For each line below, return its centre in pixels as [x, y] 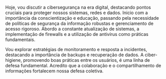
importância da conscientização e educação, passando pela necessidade [82, 18]
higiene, [14, 60]
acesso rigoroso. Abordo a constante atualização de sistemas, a [72, 29]
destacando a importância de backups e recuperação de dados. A [74, 55]
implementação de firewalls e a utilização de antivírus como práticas [77, 34]
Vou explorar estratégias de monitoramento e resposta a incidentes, [76, 49]
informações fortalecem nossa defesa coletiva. [55, 71]
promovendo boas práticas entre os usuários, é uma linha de [87, 60]
